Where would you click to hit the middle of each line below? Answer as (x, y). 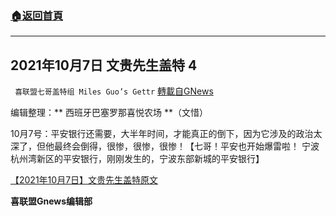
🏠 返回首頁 (37, 15)
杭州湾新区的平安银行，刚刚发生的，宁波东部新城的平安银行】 (137, 159)
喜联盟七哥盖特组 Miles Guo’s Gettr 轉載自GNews (114, 91)
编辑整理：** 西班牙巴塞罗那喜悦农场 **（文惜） (109, 113)
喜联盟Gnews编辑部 (51, 201)
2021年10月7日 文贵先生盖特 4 (104, 65)
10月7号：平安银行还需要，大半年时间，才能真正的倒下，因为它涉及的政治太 (166, 134)
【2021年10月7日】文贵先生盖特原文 (84, 180)
